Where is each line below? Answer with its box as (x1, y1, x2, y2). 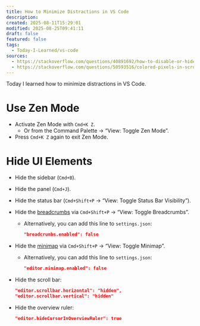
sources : (6, 53, 28, 59)
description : (6, 14, 39, 20)
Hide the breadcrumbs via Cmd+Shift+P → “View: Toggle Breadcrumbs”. (14, 209, 189, 216)
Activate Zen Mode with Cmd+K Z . (14, 121, 95, 128)
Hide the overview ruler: (14, 304, 74, 311)
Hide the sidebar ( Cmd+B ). (14, 174, 76, 181)
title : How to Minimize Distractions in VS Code (6, 8, 129, 15)
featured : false (6, 36, 46, 42)
